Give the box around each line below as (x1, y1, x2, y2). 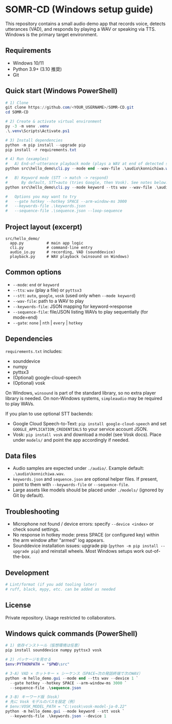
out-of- (145, 548, 161, 554)
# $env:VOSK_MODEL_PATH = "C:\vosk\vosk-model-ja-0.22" (5, 704, 127, 709)
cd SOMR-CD (5, 110, 29, 115)
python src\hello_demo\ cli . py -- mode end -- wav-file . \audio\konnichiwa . (5, 166, 166, 171)
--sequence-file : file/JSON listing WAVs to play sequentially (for (12, 308, 148, 315)
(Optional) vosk (12, 380, 46, 386)
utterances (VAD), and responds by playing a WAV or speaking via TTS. (5, 26, 156, 32)
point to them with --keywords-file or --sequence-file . (12, 482, 130, 488)
